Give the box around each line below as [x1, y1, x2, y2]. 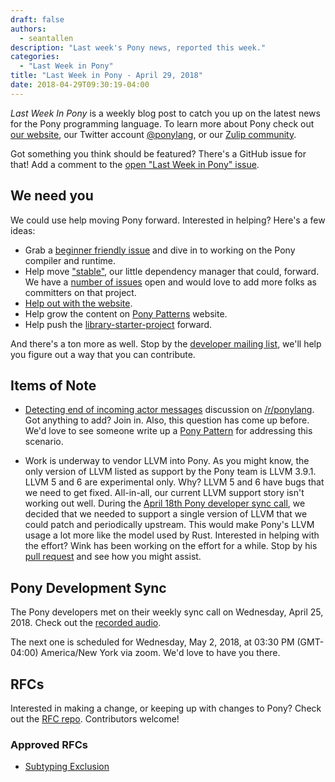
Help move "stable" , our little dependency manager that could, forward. [24, 265, 320, 277]
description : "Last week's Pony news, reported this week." [10, 42, 267, 53]
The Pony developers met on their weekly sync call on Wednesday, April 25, [10, 606, 324, 618]
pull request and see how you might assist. [24, 551, 202, 563]
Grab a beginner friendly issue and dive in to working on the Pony [24, 244, 296, 256]
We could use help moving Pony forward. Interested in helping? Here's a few [10, 214, 326, 226]
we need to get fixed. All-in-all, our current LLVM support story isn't [24, 487, 305, 499]
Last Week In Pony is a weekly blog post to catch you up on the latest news [10, 107, 321, 119]
